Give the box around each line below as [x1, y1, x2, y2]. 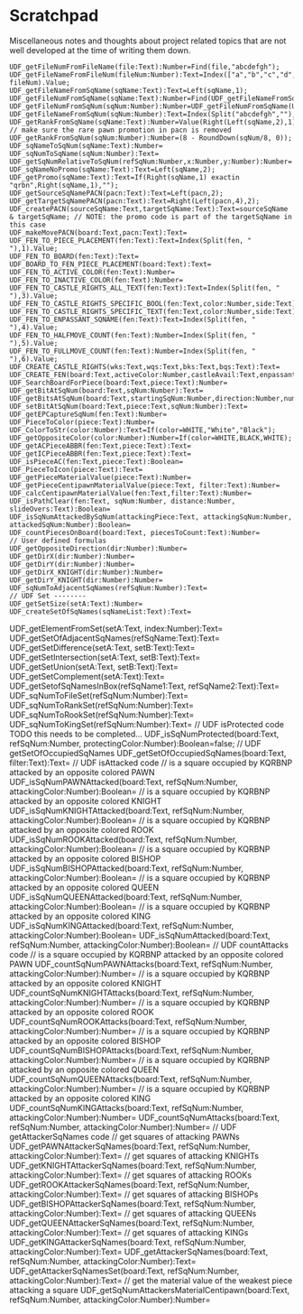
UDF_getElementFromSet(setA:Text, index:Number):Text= [9, 623, 224, 634]
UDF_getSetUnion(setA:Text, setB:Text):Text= [9, 661, 179, 672]
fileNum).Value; [9, 78, 70, 87]
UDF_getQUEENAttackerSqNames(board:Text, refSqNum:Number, [9, 1217, 255, 1228]
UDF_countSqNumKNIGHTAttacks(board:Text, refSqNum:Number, [9, 987, 254, 998]
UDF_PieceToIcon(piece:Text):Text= [9, 465, 143, 474]
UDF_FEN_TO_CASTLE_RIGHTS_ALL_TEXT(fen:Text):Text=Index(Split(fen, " [9, 283, 280, 292]
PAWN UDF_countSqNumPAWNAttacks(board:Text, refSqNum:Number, [9, 958, 273, 969]
